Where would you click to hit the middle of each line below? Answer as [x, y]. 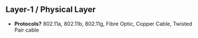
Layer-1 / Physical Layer [51, 10]
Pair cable [26, 30]
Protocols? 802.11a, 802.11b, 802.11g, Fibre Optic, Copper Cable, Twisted [103, 23]
